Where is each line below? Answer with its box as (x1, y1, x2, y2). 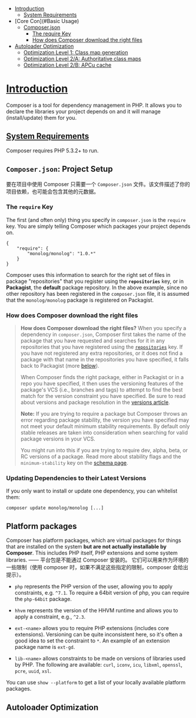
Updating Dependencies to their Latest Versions (6, 474, 147, 482)
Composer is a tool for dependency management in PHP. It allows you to (6, 102, 182, 109)
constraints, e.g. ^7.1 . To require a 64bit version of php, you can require (14, 589, 190, 596)
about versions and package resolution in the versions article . (20, 399, 171, 406)
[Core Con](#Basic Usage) (14, 18, 79, 24)
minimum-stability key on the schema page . (20, 459, 128, 466)
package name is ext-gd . (14, 644, 75, 651)
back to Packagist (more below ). (20, 363, 99, 370)
